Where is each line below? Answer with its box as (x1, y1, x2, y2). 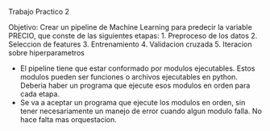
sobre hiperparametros (8, 48, 85, 57)
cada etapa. (19, 89, 60, 99)
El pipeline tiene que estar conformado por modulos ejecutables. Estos (19, 63, 255, 73)
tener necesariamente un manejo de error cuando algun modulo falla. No (19, 106, 262, 116)
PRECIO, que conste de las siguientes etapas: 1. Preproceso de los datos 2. (8, 31, 258, 40)
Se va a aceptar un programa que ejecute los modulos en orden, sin (19, 98, 246, 107)
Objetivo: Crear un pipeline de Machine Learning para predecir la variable (8, 23, 252, 31)
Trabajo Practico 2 (8, 7, 70, 16)
